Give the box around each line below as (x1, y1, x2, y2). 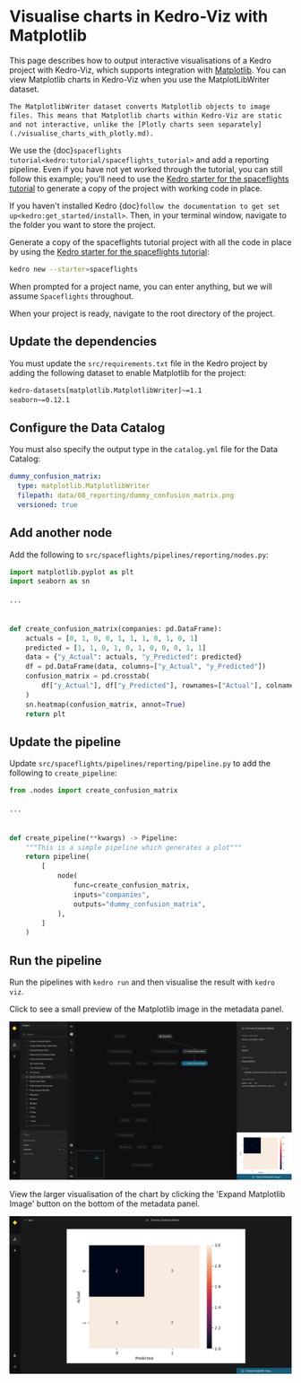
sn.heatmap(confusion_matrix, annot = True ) (25, 700, 186, 709)
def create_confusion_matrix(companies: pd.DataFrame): (9, 624, 222, 634)
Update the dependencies (9, 334, 158, 349)
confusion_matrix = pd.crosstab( (25, 671, 150, 681)
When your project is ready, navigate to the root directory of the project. (9, 308, 275, 319)
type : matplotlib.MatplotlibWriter (17, 482, 150, 491)
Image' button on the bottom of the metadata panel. (9, 1198, 200, 1209)
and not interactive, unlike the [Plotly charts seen (9, 119, 215, 129)
